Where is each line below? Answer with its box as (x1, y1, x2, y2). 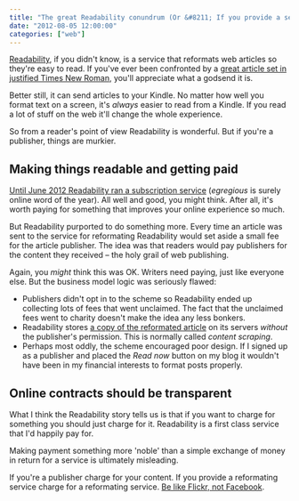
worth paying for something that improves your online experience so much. (9, 204, 286, 214)
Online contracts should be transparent (9, 385, 232, 400)
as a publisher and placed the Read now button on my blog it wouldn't (21, 351, 279, 361)
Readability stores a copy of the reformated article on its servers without (21, 322, 288, 333)
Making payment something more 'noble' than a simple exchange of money (9, 446, 287, 456)
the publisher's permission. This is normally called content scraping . (21, 331, 273, 343)
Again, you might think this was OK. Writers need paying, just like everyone (9, 267, 285, 278)
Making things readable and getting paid (9, 161, 238, 176)
